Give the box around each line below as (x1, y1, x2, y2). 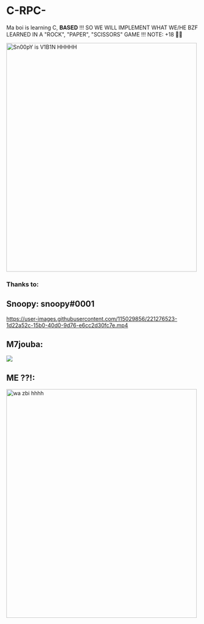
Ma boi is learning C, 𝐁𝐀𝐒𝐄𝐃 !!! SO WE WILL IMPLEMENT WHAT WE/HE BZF (6, 24, 198, 31)
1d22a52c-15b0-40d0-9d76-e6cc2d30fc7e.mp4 (6, 321, 128, 329)
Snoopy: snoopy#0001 (6, 299, 95, 309)
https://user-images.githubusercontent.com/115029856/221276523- (6, 315, 178, 322)
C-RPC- (6, 4, 47, 18)
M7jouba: (6, 339, 44, 350)
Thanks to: (6, 280, 39, 289)
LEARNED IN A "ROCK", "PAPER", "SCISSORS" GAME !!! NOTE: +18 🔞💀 (6, 30, 183, 38)
